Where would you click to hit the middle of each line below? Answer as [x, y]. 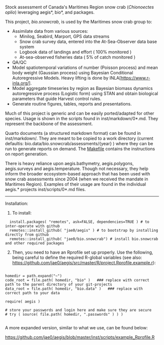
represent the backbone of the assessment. [49, 124]
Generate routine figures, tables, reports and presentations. [72, 104]
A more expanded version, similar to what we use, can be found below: [76, 328]
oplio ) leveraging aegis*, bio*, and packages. [50, 12]
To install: [22, 213]
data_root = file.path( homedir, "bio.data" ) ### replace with [74, 289]
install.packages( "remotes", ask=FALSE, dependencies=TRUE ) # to [80, 222]
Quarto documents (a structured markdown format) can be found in [73, 133]
